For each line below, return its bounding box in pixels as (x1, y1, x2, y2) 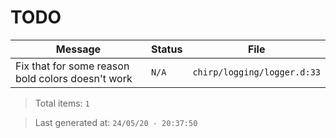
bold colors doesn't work (15, 71, 133, 85)
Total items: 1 (34, 97, 90, 109)
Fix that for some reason (15, 59, 130, 73)
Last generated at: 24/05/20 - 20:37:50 (34, 116, 198, 128)
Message (55, 42, 102, 56)
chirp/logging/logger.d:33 (192, 66, 321, 78)
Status (150, 42, 183, 56)
